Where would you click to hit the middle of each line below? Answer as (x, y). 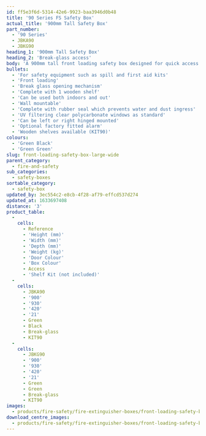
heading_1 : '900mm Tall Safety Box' (53, 52)
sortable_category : (31, 184)
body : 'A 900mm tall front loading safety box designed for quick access (103, 63)
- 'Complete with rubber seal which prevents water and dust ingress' (104, 109)
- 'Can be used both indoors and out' (62, 98)
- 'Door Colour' (43, 258)
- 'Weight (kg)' (43, 252)
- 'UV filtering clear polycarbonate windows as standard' (89, 115)
